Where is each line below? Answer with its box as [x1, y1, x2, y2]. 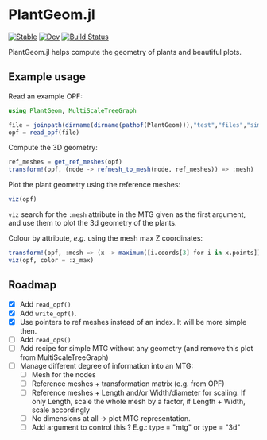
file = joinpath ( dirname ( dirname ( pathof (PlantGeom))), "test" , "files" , [8, 121, 247, 129]
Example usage [8, 70, 86, 84]
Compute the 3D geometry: [8, 143, 98, 152]
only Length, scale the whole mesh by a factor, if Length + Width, [31, 397, 246, 407]
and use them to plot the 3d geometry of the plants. [8, 218, 177, 227]
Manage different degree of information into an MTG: [19, 361, 194, 370]
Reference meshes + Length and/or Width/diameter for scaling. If [31, 388, 246, 398]
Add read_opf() [19, 299, 72, 309]
